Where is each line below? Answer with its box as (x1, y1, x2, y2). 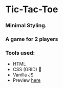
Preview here (12, 77, 41, 83)
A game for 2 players (5, 36, 58, 43)
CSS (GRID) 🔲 (12, 67, 42, 73)
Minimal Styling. (5, 22, 47, 29)
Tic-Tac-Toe (5, 4, 58, 15)
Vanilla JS (12, 72, 34, 78)
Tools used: (5, 49, 35, 56)
